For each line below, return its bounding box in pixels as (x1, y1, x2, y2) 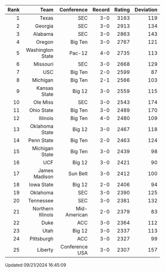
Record (92, 6, 110, 13)
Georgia (35, 23, 54, 29)
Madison (33, 173, 54, 180)
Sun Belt (68, 170, 88, 177)
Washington (26, 47, 54, 53)
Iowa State (29, 181, 54, 188)
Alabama (33, 30, 54, 37)
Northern (32, 205, 54, 212)
